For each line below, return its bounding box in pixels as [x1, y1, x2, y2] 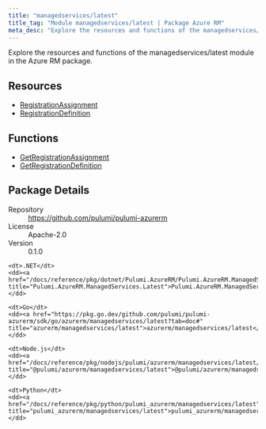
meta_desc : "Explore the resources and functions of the [8, 26, 200, 34]
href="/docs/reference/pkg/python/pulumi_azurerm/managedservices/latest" [8, 400, 260, 408]
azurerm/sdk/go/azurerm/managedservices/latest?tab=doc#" [8, 317, 203, 325]
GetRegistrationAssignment [19, 152, 109, 162]
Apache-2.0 [28, 230, 67, 239]
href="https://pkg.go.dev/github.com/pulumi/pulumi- [32, 310, 211, 318]
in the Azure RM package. [8, 56, 93, 66]
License [8, 221, 34, 231]
